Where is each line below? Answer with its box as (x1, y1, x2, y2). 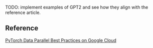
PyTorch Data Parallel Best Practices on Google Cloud (5, 37, 117, 43)
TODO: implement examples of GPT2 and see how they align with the (5, 4, 148, 10)
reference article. (5, 9, 41, 15)
